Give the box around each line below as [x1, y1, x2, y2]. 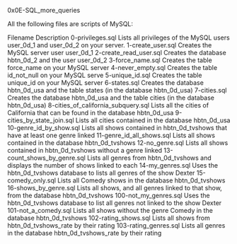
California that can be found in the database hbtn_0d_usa [7, 109, 174, 117]
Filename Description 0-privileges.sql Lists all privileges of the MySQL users [7, 33, 230, 42]
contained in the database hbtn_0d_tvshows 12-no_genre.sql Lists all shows [7, 139, 229, 147]
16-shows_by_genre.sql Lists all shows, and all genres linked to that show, [7, 184, 223, 192]
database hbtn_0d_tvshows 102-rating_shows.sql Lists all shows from [7, 214, 210, 222]
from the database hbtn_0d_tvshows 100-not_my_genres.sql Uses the [7, 191, 210, 199]
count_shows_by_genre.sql [7, 153, 86, 162]
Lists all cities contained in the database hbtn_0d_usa [75, 116, 231, 124]
